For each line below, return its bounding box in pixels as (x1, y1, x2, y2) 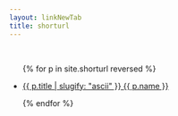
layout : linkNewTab (9, 12, 82, 22)
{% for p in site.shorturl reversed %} (21, 63, 157, 74)
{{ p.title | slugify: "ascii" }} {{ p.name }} (21, 80, 169, 91)
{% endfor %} (21, 97, 74, 108)
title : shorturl (9, 21, 70, 30)
